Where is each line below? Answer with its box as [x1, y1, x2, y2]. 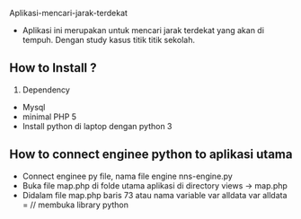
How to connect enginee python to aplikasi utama [9, 147, 293, 162]
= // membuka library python [22, 199, 128, 210]
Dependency [22, 84, 70, 95]
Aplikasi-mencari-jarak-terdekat [9, 8, 128, 18]
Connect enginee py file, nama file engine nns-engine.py [22, 171, 234, 181]
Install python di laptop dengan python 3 [22, 120, 173, 131]
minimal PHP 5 [22, 111, 77, 122]
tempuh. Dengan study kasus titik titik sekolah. [22, 35, 196, 45]
